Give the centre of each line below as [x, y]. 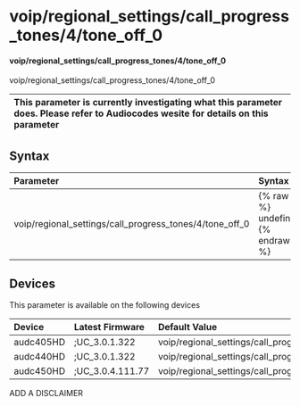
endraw [274, 241]
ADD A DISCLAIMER [46, 394]
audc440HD [39, 357]
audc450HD [39, 371]
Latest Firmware [109, 327]
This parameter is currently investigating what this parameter [148, 103]
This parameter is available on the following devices [105, 305]
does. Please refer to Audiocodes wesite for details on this [141, 113]
